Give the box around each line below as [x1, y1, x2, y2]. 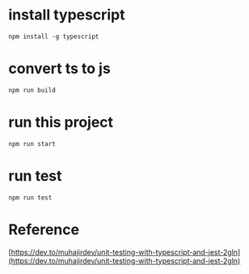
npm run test [8, 193, 53, 202]
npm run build [8, 86, 57, 94]
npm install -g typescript [8, 32, 99, 41]
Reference [8, 220, 79, 238]
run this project [8, 113, 114, 131]
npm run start [8, 139, 57, 148]
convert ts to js [8, 59, 111, 78]
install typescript [8, 6, 125, 24]
